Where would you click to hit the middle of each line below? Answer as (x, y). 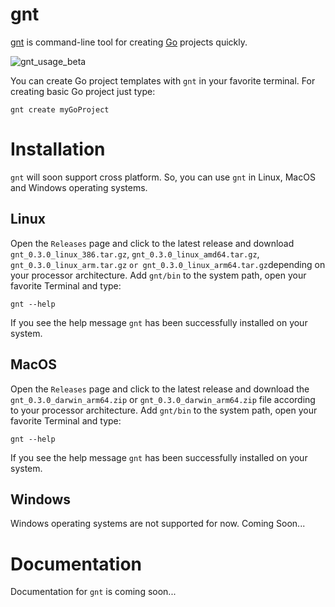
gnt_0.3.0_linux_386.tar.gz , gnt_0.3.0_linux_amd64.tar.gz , (135, 254)
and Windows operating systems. (79, 187)
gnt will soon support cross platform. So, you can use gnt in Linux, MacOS (163, 177)
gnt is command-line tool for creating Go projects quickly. (129, 42)
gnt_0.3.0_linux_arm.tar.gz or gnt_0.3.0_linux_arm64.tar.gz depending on (168, 264)
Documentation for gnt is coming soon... (93, 592)
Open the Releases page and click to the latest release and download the (160, 389)
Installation (58, 149)
